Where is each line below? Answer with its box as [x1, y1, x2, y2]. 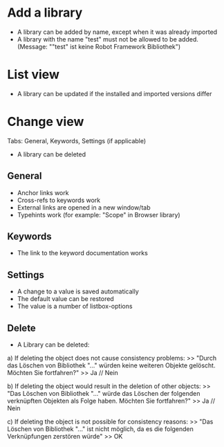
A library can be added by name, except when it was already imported [17, 28, 218, 36]
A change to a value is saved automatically [17, 287, 140, 295]
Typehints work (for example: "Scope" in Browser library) [17, 210, 181, 219]
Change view [7, 114, 84, 129]
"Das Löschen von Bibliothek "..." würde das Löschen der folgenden [7, 390, 200, 398]
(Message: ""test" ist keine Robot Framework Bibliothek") [17, 42, 181, 51]
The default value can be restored [17, 295, 114, 303]
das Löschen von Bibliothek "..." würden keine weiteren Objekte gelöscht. [7, 361, 216, 370]
